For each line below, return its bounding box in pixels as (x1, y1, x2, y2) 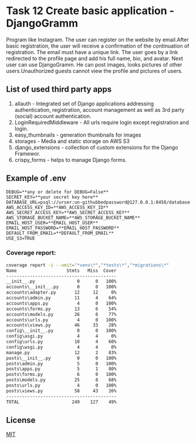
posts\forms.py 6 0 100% (6, 372, 117, 378)
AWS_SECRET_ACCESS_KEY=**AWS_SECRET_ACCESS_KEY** (6, 209, 130, 215)
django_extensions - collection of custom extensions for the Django (14, 144, 178, 151)
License (6, 415, 36, 425)
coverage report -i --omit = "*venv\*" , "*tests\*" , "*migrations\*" (6, 262, 169, 268)
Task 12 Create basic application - (6, 4, 175, 18)
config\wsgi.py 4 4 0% (6, 344, 117, 350)
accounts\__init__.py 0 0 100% (6, 284, 117, 290)
